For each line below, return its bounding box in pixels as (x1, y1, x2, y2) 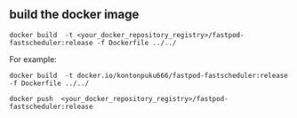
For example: (9, 53, 58, 65)
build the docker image (9, 7, 140, 22)
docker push (9, 94, 53, 103)
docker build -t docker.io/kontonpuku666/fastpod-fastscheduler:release (9, 71, 289, 80)
